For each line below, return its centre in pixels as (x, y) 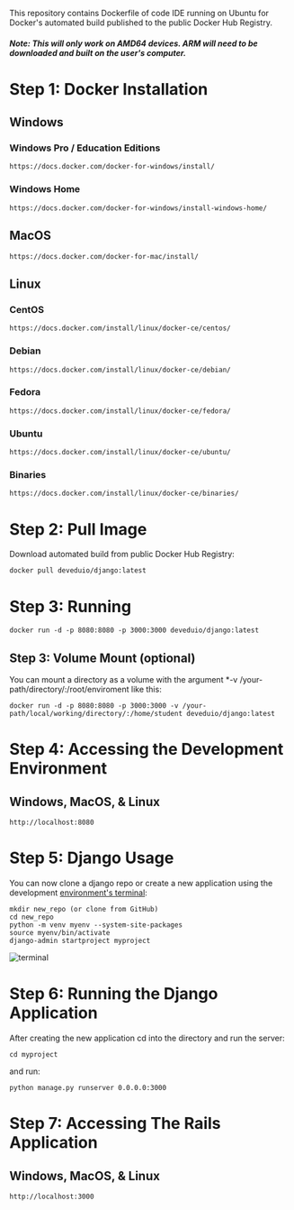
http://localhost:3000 (52, 1197)
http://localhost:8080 (52, 823)
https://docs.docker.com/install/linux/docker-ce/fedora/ (120, 411)
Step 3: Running (71, 606)
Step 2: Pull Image (78, 529)
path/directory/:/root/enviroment (69, 690)
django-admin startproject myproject (80, 941)
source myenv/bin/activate (60, 933)
